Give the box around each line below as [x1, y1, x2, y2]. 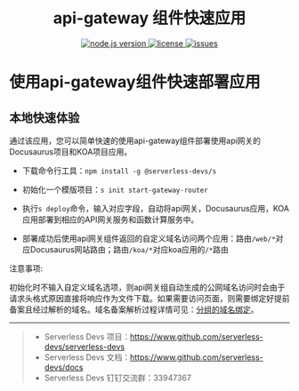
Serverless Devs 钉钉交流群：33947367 [44, 372, 191, 383]
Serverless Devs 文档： [44, 352, 131, 363]
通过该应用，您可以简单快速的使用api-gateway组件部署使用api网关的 [9, 135, 261, 146]
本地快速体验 [9, 110, 80, 125]
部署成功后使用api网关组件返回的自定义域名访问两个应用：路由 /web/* [21, 233, 276, 243]
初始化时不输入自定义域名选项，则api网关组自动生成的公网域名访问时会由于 [9, 282, 286, 292]
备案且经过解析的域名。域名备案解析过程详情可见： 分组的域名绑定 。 [9, 304, 259, 315]
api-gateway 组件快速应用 [53, 8, 246, 28]
